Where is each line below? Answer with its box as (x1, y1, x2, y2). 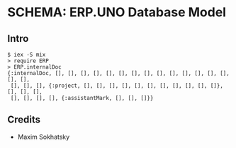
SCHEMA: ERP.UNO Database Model (7, 4, 227, 21)
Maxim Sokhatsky (17, 132, 70, 141)
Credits (7, 114, 41, 126)
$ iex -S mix (7, 51, 46, 58)
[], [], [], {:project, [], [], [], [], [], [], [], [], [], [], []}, (10, 82, 223, 89)
